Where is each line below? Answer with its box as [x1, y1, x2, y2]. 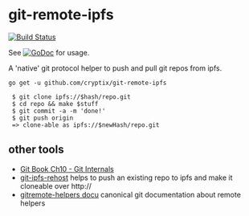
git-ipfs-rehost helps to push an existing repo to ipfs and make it [19, 173, 233, 182]
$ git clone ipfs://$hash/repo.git [11, 92, 131, 101]
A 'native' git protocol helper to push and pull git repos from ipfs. [8, 63, 222, 73]
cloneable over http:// [19, 181, 92, 190]
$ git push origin [11, 114, 74, 122]
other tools [8, 143, 64, 157]
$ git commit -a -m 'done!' [11, 107, 106, 115]
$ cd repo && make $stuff [11, 100, 99, 108]
